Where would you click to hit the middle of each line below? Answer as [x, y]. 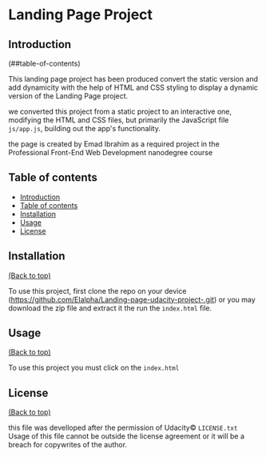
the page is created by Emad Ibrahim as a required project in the [114, 144]
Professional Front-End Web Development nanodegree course [111, 152]
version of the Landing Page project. [68, 96]
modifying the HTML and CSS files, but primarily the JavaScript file [119, 120]
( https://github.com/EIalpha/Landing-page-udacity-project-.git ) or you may [132, 299]
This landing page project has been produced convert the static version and [133, 79]
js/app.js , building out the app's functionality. [85, 128]
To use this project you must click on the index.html [94, 368]
